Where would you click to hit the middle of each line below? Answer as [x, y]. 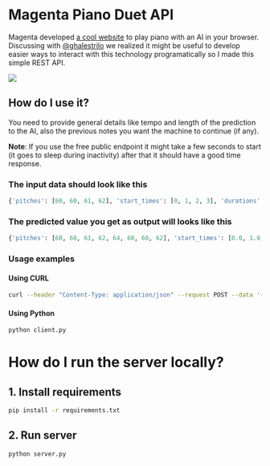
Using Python [31, 313]
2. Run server [43, 435]
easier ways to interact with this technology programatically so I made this [131, 54]
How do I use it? [49, 103]
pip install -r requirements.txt [64, 411]
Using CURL [29, 278]
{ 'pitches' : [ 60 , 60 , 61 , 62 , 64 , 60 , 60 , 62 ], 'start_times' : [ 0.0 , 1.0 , [136, 239]
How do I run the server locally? [116, 362]
